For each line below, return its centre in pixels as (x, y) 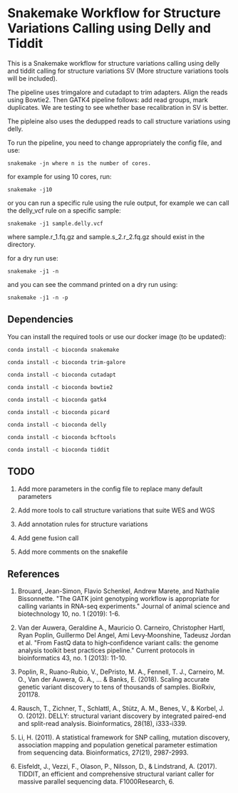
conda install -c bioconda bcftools (62, 437)
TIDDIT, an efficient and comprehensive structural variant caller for (116, 774)
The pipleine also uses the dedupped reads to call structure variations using (119, 121)
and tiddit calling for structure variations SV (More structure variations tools (118, 71)
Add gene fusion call (48, 537)
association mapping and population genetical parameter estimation (118, 745)
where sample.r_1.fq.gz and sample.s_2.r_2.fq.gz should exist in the (106, 236)
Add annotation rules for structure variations (83, 524)
